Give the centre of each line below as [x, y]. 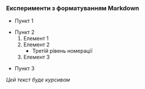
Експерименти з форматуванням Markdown [73, 8]
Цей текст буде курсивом [38, 80]
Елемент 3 [36, 57]
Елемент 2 [36, 44]
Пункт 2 [24, 32]
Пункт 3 [25, 69]
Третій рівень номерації [62, 51]
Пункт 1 [24, 21]
